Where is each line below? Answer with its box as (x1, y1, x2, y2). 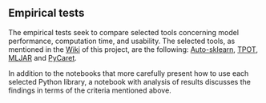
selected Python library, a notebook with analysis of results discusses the (8, 77, 251, 86)
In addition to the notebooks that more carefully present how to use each (8, 68, 249, 78)
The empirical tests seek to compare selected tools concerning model (8, 27, 239, 37)
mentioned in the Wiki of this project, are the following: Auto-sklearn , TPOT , (8, 44, 259, 54)
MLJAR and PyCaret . (8, 53, 78, 62)
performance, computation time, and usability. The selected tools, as (8, 36, 236, 46)
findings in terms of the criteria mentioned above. (8, 85, 172, 95)
